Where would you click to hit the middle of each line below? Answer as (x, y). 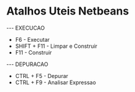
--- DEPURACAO (27, 64)
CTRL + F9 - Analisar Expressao (56, 82)
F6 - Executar (32, 39)
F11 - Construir (33, 52)
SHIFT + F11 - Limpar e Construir (56, 46)
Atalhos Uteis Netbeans (68, 11)
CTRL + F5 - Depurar (42, 76)
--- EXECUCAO (26, 28)
